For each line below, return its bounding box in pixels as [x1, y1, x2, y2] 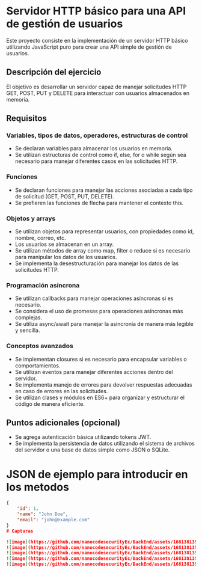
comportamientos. [14, 362, 61, 369]
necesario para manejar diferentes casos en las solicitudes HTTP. [14, 158, 178, 165]
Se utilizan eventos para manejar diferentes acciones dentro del [14, 368, 173, 375]
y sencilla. [14, 326, 40, 334]
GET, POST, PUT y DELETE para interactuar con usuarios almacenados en [6, 89, 190, 97]
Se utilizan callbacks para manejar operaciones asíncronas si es [14, 295, 174, 302]
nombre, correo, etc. [14, 234, 66, 242]
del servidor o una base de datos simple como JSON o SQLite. [14, 446, 170, 453]
